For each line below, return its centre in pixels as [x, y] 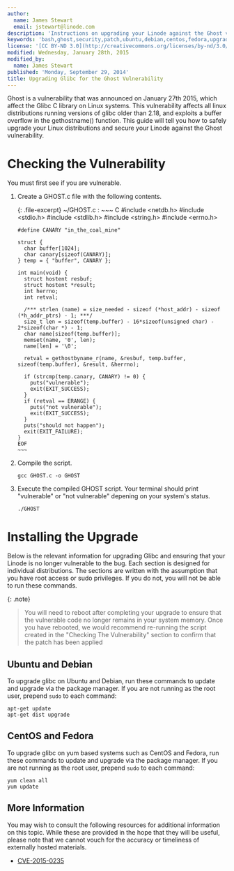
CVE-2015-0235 [41, 861]
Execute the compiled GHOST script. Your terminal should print [108, 489]
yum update [23, 787]
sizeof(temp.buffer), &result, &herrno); [78, 365]
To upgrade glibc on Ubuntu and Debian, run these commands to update [111, 681]
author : [18, 14]
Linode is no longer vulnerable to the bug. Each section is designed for [109, 563]
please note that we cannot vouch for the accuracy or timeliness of [103, 840]
